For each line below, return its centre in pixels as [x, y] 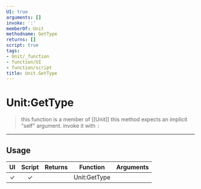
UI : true [17, 12]
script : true [22, 46]
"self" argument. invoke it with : [60, 126]
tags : [13, 51]
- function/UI [24, 62]
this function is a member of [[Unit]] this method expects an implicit [104, 119]
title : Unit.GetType [32, 73]
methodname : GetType [32, 34]
